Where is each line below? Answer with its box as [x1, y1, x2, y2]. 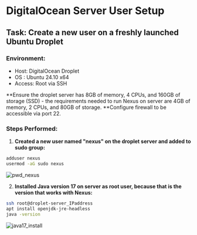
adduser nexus [6, 155, 41, 162]
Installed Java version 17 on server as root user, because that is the [14, 183, 182, 190]
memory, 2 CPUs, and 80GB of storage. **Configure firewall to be [6, 104, 167, 111]
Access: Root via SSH [14, 80, 67, 87]
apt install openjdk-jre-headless [6, 206, 91, 212]
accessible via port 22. [6, 110, 62, 117]
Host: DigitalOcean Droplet [14, 67, 80, 74]
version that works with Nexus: [14, 189, 93, 196]
